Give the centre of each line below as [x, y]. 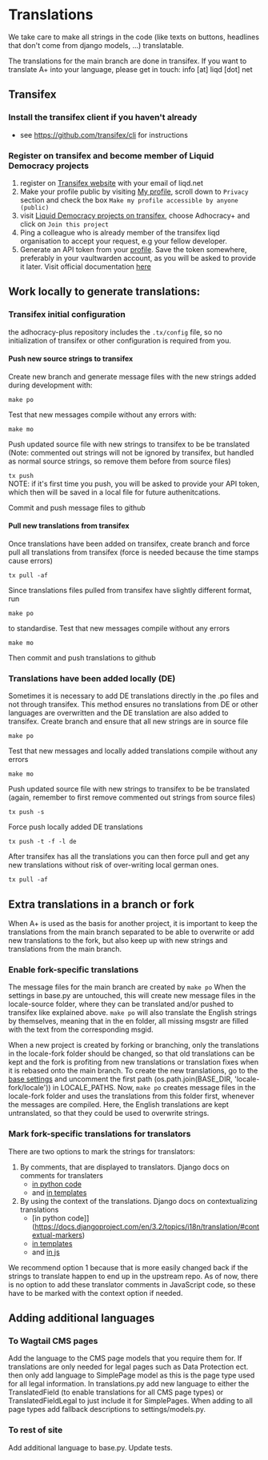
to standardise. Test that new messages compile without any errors [119, 628]
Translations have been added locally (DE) [92, 678]
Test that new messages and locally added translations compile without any [133, 751]
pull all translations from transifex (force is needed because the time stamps [134, 552]
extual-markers [57, 1235]
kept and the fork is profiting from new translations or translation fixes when [133, 1062]
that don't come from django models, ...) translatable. [96, 45]
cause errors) [31, 561]
